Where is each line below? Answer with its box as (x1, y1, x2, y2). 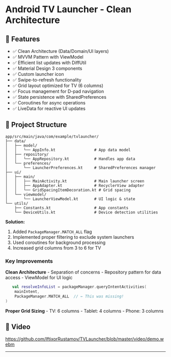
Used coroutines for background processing (12, 239, 106, 245)
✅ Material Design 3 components (12, 65, 82, 71)
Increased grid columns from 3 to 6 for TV (12, 244, 101, 251)
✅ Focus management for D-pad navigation (12, 88, 104, 94)
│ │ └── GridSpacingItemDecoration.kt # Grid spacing (5, 187, 131, 193)
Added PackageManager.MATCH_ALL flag (12, 228, 93, 235)
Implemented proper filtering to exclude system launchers (12, 234, 134, 240)
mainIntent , (14, 289, 40, 294)
